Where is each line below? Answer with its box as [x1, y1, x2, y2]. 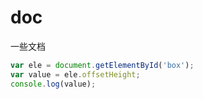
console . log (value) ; [10, 79, 97, 89]
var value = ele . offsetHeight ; [10, 69, 141, 80]
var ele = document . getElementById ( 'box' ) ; [10, 60, 195, 70]
